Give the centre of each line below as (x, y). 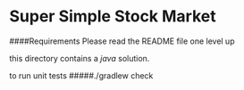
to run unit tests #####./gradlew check (81, 75)
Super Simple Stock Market (113, 16)
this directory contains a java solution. (80, 58)
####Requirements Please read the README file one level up (122, 41)
